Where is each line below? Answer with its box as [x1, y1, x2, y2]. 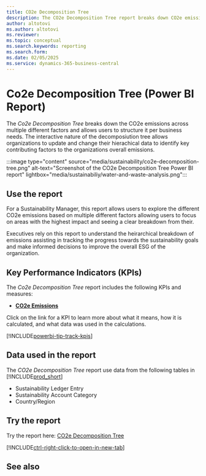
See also [6, 461, 40, 472]
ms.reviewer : [6, 32, 40, 38]
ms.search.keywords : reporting [6, 44, 86, 50]
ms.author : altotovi [6, 26, 59, 33]
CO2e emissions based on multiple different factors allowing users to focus [6, 212, 197, 219]
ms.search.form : [6, 49, 48, 55]
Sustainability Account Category [15, 391, 97, 399]
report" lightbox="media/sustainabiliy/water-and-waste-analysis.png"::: [6, 171, 188, 178]
